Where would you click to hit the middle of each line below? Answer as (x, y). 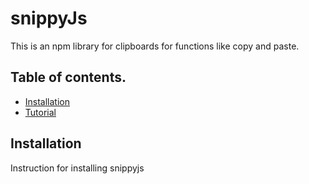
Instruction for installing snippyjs (77, 168)
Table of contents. (68, 77)
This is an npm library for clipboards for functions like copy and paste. (155, 46)
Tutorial (40, 112)
